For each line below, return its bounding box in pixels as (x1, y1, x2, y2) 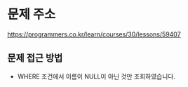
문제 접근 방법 (7, 52, 63, 64)
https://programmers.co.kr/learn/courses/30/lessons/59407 (7, 29, 181, 39)
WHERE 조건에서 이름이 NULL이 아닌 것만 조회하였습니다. (17, 72, 176, 81)
